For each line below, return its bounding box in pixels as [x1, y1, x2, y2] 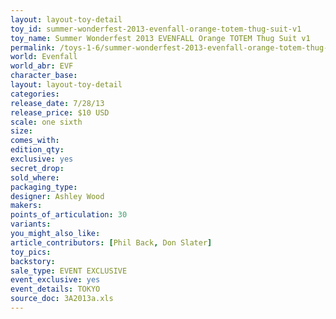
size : [10, 126, 33, 136]
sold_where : [10, 172, 60, 183]
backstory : [10, 256, 56, 266]
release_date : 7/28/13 [10, 98, 105, 108]
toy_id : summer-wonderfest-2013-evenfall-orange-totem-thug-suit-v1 [10, 24, 302, 34]
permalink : [10, 42, 56, 53]
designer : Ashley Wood [10, 191, 105, 201]
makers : [10, 201, 43, 211]
